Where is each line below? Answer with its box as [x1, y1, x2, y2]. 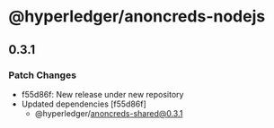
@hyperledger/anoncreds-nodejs [8, 6, 266, 27]
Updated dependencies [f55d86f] [21, 98, 147, 109]
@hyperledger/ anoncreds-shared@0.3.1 [34, 107, 183, 118]
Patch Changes [8, 69, 77, 81]
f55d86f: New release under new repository [21, 89, 184, 99]
